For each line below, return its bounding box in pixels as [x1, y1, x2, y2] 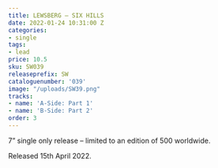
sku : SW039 [8, 63, 44, 71]
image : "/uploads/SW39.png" [8, 84, 101, 93]
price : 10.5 [8, 56, 47, 64]
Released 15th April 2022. [8, 151, 92, 160]
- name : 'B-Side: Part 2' [8, 107, 93, 115]
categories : [8, 26, 47, 34]
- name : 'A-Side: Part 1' [8, 99, 93, 107]
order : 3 [8, 114, 37, 122]
